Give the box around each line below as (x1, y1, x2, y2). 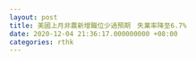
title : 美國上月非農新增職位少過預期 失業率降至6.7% (9, 21, 187, 30)
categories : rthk (9, 37, 74, 47)
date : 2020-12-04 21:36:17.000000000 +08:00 (9, 29, 178, 38)
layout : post (9, 12, 58, 22)
